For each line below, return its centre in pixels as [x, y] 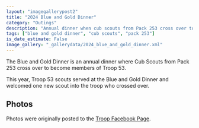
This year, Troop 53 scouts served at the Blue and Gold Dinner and [87, 79]
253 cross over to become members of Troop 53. [66, 68]
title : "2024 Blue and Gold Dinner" [51, 17]
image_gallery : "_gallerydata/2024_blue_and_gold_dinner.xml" [84, 45]
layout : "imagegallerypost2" [42, 12]
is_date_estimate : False [37, 39]
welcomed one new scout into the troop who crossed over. [78, 85]
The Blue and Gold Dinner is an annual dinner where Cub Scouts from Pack [98, 61]
